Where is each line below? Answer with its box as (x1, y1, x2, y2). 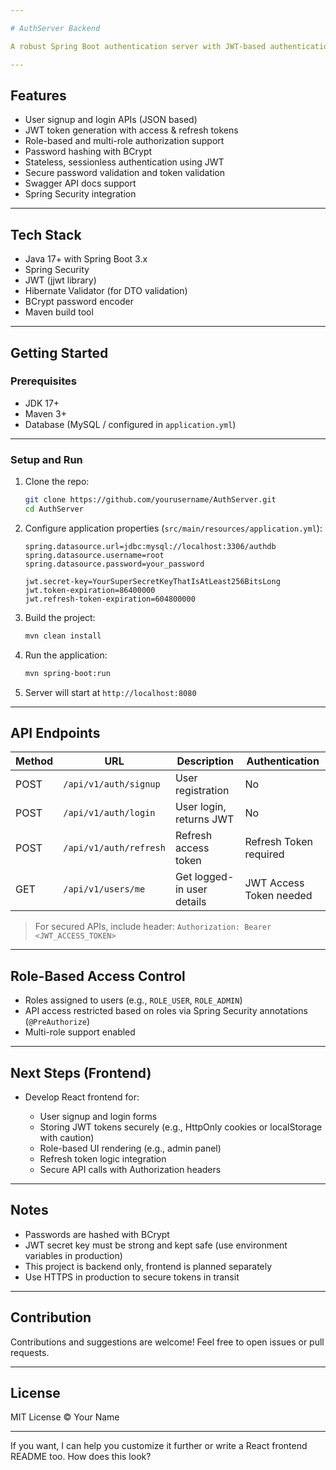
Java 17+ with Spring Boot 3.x (24, 253, 148, 265)
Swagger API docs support (24, 177, 137, 190)
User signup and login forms (39, 1111, 158, 1123)
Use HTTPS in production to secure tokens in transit (24, 1271, 240, 1283)
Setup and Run (10, 452, 83, 466)
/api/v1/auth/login (63, 807, 156, 819)
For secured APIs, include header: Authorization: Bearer (34, 921, 272, 933)
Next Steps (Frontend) (10, 1064, 152, 1081)
